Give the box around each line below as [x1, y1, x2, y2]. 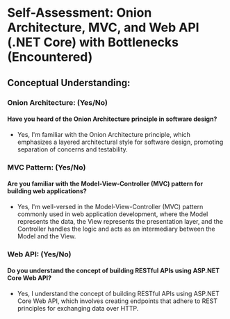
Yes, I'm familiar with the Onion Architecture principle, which [17, 130, 191, 138]
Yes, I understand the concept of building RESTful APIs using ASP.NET [17, 289, 220, 297]
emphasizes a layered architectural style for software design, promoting [17, 138, 224, 146]
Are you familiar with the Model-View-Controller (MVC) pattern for [7, 179, 204, 188]
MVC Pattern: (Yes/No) [7, 162, 86, 172]
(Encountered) [7, 49, 93, 65]
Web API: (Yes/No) [7, 249, 72, 259]
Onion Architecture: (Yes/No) [7, 97, 108, 107]
